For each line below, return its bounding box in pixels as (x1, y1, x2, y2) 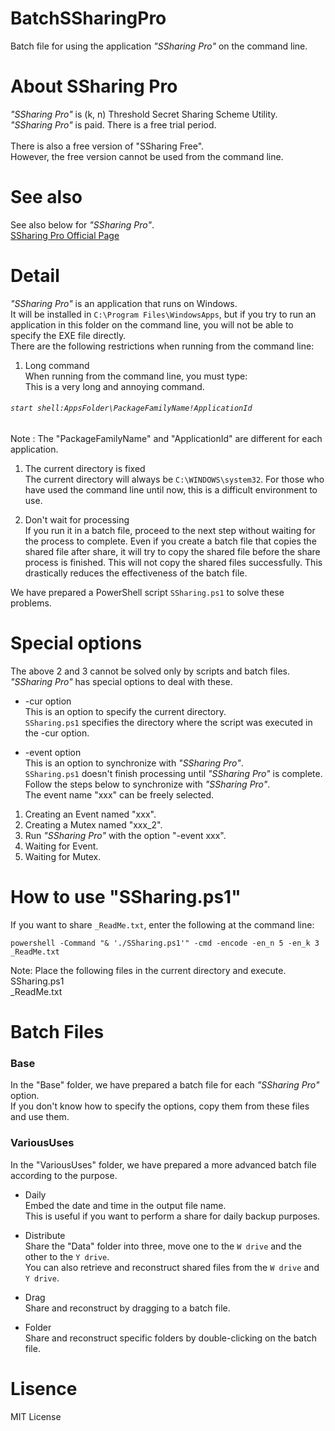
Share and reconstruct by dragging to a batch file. (24, 1302, 231, 1314)
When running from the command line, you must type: (24, 370, 248, 382)
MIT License (10, 1410, 62, 1422)
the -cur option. (24, 727, 90, 739)
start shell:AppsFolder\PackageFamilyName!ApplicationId (10, 403, 253, 414)
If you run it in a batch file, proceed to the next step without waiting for (24, 524, 316, 536)
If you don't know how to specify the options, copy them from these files (10, 1100, 310, 1112)
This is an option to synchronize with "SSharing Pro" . (24, 757, 244, 769)
